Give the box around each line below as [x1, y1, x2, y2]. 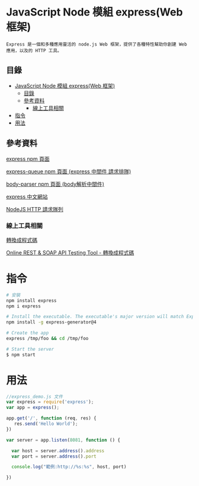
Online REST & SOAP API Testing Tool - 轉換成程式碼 [6, 249, 134, 256]
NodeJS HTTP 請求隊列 [6, 205, 63, 212]
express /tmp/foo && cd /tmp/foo [6, 336, 89, 342]
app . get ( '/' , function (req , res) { [6, 415, 97, 421]
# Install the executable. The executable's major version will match [6, 314, 184, 320]
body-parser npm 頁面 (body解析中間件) [6, 180, 105, 188]
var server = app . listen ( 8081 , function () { [6, 437, 120, 443]
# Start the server [6, 346, 54, 352]
